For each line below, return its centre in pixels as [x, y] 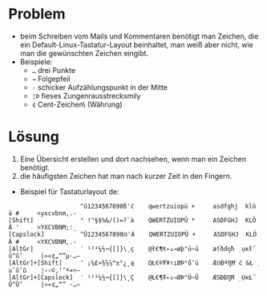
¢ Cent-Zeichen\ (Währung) [77, 104]
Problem [37, 14]
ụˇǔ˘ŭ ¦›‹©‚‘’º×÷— [44, 270]
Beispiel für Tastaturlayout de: [69, 191]
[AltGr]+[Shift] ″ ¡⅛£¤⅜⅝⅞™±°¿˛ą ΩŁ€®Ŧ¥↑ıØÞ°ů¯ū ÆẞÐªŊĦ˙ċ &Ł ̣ [133, 263]
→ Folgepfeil [51, 79]
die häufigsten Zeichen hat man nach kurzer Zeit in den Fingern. [126, 176]
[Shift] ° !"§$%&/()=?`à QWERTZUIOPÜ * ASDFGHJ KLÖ [132, 220]
